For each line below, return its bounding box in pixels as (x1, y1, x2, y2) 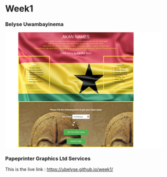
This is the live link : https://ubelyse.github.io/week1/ (5, 167, 113, 173)
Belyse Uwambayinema (5, 21, 64, 28)
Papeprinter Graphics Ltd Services (5, 155, 91, 162)
